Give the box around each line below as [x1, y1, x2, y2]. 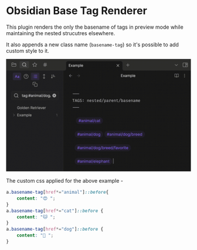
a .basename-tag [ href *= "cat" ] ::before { [6, 208, 104, 214]
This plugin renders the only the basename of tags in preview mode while [6, 23, 184, 30]
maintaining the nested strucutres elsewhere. [6, 29, 116, 36]
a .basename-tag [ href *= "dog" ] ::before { [6, 227, 104, 232]
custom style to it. [6, 47, 50, 54]
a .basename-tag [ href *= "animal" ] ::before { [6, 189, 109, 196]
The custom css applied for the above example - [6, 177, 123, 184]
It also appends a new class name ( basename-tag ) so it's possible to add [6, 41, 179, 48]
